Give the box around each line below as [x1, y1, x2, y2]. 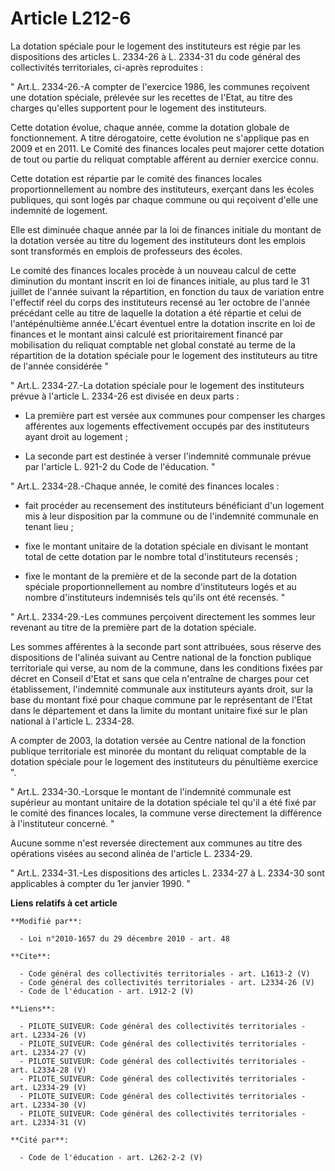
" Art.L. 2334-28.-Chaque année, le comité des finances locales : [10, 480, 280, 492]
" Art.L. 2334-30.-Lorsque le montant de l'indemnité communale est [10, 785, 292, 797]
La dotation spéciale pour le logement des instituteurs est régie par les [10, 40, 301, 52]
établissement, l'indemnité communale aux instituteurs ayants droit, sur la [10, 683, 314, 695]
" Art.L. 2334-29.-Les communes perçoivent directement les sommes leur [10, 610, 316, 622]
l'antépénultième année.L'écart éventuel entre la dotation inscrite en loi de [10, 317, 316, 329]
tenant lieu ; [24, 520, 74, 532]
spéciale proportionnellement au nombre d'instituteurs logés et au [24, 580, 297, 592]
